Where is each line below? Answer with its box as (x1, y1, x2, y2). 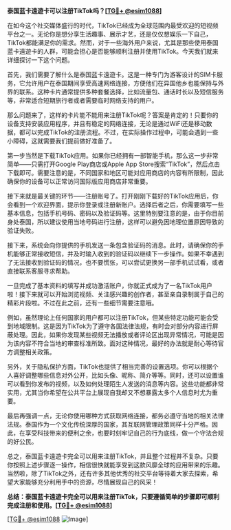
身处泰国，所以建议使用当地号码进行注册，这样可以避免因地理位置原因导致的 (7, 218, 224, 226)
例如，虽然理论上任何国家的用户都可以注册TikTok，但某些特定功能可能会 (7, 314, 213, 321)
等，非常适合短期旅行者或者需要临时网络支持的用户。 (7, 96, 158, 104)
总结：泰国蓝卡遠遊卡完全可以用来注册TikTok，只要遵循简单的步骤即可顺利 (7, 493, 220, 500)
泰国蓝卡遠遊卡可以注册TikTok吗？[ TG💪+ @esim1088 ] (7, 7, 162, 14)
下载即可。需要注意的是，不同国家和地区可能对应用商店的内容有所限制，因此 (7, 169, 224, 176)
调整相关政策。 (12, 348, 56, 356)
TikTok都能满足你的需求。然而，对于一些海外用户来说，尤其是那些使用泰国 (7, 39, 219, 47)
